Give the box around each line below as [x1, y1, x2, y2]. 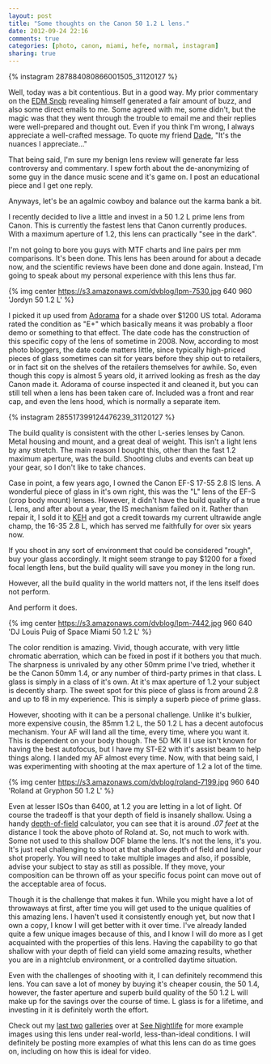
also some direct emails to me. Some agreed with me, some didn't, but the [8, 104, 256, 114]
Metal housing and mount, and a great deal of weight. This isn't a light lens [8, 436, 257, 446]
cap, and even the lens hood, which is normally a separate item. [8, 397, 221, 406]
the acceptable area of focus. [8, 879, 107, 888]
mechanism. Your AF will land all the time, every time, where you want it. [8, 727, 250, 737]
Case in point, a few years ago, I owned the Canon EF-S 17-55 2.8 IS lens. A [8, 479, 261, 487]
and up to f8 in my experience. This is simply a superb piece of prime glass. [8, 694, 261, 704]
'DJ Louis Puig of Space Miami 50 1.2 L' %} [8, 627, 152, 636]
